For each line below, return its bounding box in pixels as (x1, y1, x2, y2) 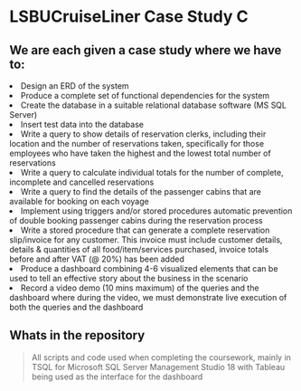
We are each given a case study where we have (9, 43, 282, 58)
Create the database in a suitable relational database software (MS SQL (21, 100, 287, 110)
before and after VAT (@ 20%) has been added (9, 253, 185, 264)
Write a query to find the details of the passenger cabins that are (21, 186, 262, 196)
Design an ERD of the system (21, 81, 129, 91)
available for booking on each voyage (9, 196, 149, 206)
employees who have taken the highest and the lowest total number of (9, 148, 271, 158)
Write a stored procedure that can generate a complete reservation (21, 224, 270, 235)
